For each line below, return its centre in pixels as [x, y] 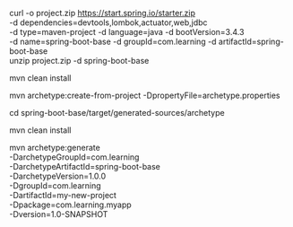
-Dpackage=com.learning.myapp [70, 205]
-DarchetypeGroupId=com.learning [74, 157]
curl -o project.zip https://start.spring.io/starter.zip [102, 13]
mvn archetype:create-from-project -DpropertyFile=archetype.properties [145, 95]
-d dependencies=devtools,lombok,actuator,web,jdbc [108, 22]
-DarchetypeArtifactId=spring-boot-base [85, 166]
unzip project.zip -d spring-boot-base [79, 61]
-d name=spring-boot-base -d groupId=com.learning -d [113, 41]
